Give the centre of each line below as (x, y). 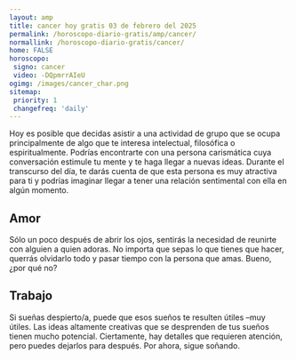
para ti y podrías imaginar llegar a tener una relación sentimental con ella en (148, 181)
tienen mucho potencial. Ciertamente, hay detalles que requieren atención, (146, 336)
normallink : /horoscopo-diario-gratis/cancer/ (97, 42)
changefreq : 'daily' (51, 108)
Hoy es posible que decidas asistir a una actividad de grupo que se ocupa (145, 133)
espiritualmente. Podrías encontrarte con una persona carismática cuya (140, 153)
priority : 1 (35, 100)
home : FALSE (31, 51)
